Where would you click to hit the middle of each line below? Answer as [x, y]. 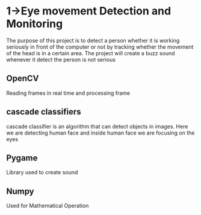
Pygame [22, 158]
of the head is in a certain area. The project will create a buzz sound [91, 53]
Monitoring [35, 24]
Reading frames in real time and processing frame [68, 93]
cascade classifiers [44, 112]
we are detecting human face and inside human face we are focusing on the [100, 133]
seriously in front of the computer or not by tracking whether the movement [100, 47]
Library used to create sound [42, 172]
